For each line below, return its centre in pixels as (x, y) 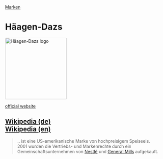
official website (20, 106)
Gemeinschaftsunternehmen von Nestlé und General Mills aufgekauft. (88, 151)
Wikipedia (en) (28, 129)
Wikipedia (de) (28, 121)
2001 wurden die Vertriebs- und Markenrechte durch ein (74, 146)
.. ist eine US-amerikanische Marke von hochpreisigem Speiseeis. (84, 141)
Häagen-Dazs (34, 27)
